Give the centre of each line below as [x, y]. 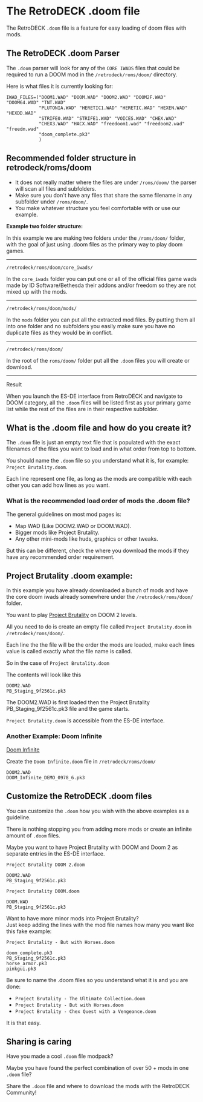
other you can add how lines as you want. [58, 485]
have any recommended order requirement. [60, 557]
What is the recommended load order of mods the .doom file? [98, 501]
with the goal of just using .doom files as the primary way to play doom [95, 244]
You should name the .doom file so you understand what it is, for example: [98, 461]
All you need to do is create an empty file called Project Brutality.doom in [99, 627]
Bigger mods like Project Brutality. [57, 532]
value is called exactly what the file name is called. [69, 652]
